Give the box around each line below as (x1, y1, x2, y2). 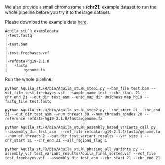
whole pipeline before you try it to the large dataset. (5, 9, 111, 15)
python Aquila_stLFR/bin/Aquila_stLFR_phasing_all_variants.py (5, 147, 138, 152)
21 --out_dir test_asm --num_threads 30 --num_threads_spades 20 (5, 112, 142, 117)
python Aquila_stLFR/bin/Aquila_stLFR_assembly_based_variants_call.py (5, 125, 156, 130)
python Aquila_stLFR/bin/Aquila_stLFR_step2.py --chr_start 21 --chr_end (5, 108, 161, 112)
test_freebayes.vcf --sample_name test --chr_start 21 (25, 90, 140, 95)
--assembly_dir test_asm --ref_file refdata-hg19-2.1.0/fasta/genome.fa (5, 129, 161, 134)
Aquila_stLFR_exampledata (5, 29, 58, 34)
